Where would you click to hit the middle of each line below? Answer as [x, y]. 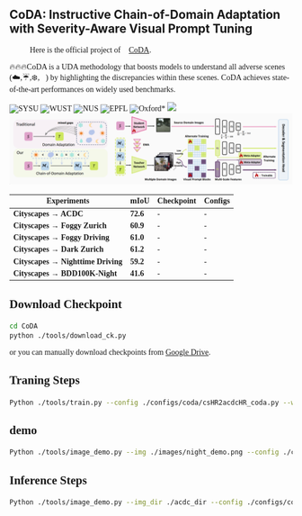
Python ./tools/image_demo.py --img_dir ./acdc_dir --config [126, 502]
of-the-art [24, 89]
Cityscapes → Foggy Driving [61, 238]
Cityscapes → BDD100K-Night [65, 273]
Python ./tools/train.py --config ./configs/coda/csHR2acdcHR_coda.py [144, 403]
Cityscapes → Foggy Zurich [60, 226]
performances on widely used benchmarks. [108, 89]
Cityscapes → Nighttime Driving [68, 262]
